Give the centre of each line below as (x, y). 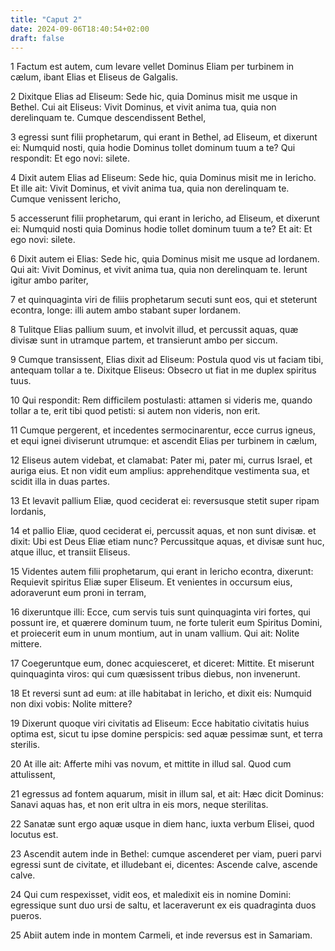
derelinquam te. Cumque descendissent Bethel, (108, 118)
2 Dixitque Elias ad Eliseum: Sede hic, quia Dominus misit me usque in (154, 97)
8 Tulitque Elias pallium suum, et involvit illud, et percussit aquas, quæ (154, 330)
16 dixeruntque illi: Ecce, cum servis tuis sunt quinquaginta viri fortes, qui (160, 612)
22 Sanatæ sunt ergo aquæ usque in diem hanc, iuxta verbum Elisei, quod (162, 824)
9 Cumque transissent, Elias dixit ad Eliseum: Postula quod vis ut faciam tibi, (167, 360)
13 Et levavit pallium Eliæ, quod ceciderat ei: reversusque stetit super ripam (165, 501)
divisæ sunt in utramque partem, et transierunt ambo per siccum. (144, 340)
